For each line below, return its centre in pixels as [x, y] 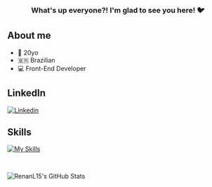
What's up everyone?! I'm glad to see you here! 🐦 [118, 10]
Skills [19, 132]
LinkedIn [27, 93]
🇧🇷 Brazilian [36, 60]
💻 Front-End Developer [52, 68]
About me [29, 36]
